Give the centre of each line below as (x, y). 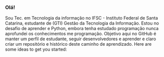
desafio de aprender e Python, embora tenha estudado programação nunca (82, 28)
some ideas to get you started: (36, 49)
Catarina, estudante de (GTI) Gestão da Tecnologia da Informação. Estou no (82, 23)
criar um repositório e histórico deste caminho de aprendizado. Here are (78, 44)
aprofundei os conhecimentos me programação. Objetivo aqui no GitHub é (81, 34)
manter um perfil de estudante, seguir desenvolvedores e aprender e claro (81, 39)
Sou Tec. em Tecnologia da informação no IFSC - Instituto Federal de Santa (82, 18)
